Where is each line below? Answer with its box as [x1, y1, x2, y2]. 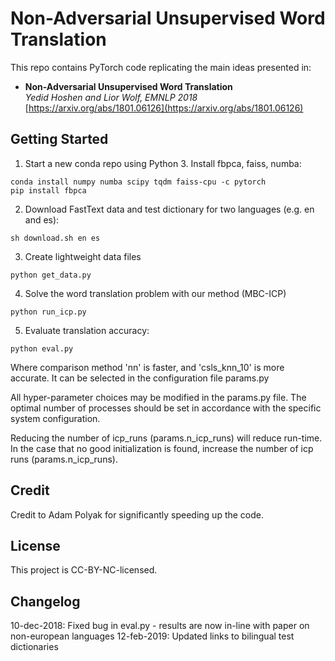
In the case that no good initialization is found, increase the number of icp [10, 442, 314, 454]
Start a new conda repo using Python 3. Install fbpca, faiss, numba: [24, 157, 302, 169]
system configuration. [10, 412, 101, 424]
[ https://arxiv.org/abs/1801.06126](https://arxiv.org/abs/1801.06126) [24, 102, 304, 114]
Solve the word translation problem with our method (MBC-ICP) [24, 287, 287, 299]
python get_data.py [10, 270, 92, 280]
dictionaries [10, 641, 59, 653]
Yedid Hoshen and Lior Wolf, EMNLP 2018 [24, 91, 198, 103]
